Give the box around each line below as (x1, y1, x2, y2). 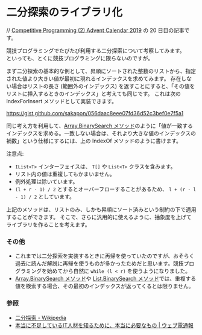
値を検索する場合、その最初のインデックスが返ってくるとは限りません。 (14, 282, 194, 290)
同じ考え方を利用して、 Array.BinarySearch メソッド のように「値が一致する (6, 122, 193, 129)
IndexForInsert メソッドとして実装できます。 (6, 97, 118, 104)
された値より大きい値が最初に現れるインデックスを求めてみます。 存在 (6, 75, 181, 82)
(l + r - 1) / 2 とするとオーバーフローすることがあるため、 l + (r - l (14, 185, 197, 193)
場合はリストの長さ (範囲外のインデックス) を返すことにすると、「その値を (11, 82, 195, 89)
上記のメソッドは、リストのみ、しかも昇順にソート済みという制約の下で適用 (6, 206, 197, 213)
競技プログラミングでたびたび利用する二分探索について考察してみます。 (6, 46, 185, 54)
